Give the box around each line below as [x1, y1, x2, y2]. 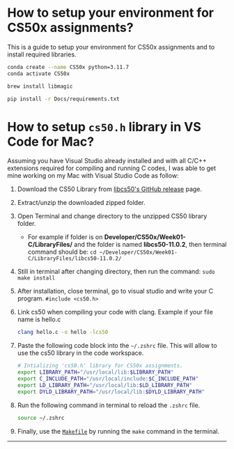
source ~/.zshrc [17, 414, 65, 421]
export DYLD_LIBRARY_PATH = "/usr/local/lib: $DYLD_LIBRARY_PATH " [17, 388, 205, 395]
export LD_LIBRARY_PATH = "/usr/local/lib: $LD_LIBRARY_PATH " [17, 381, 193, 388]
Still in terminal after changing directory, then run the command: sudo [17, 267, 215, 276]
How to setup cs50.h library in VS [7, 119, 202, 135]
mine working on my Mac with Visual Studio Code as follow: [7, 172, 179, 180]
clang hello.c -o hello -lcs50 [17, 329, 109, 336]
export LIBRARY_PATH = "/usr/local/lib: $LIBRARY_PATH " [17, 369, 174, 376]
